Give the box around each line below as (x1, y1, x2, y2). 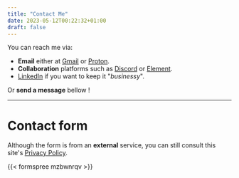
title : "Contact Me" (7, 10, 69, 18)
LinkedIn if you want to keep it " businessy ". (17, 72, 144, 80)
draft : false (7, 23, 46, 31)
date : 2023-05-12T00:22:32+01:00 (7, 17, 107, 24)
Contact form (7, 117, 88, 134)
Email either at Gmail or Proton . (17, 57, 110, 66)
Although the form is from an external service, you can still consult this (7, 141, 216, 150)
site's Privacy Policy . (7, 149, 68, 157)
